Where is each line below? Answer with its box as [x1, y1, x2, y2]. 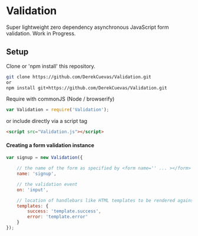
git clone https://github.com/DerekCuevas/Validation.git [6, 74, 151, 80]
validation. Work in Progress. [6, 29, 76, 36]
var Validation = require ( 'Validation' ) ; [6, 107, 110, 113]
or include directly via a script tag [6, 118, 87, 125]
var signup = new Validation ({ [6, 155, 83, 161]
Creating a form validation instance [6, 141, 94, 148]
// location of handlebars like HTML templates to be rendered [16, 197, 176, 204]
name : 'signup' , [16, 171, 57, 177]
